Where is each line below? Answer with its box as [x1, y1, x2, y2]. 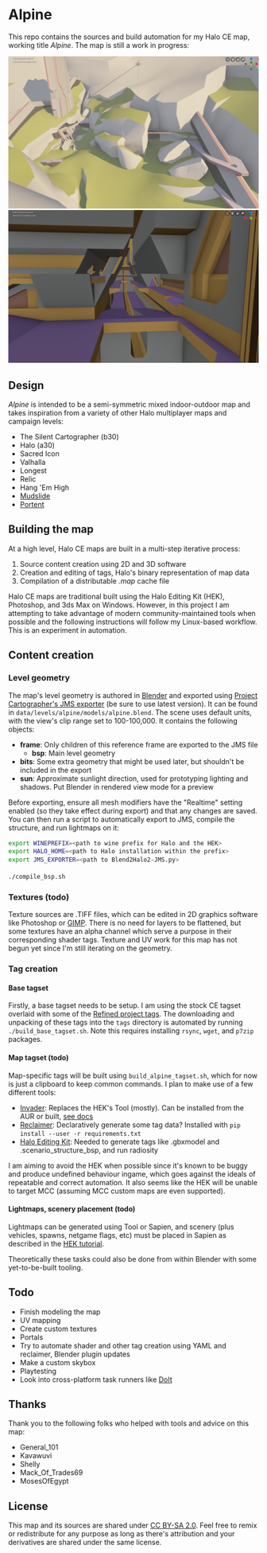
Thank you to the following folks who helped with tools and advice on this [8, 1418, 249, 1428]
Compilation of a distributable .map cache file [19, 576, 169, 586]
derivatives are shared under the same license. [8, 1538, 162, 1547]
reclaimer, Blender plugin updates [19, 1349, 131, 1359]
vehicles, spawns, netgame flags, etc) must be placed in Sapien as [8, 1230, 226, 1239]
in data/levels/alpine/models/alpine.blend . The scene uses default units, [8, 707, 252, 717]
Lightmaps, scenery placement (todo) [8, 1204, 136, 1214]
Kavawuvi [19, 1451, 52, 1461]
